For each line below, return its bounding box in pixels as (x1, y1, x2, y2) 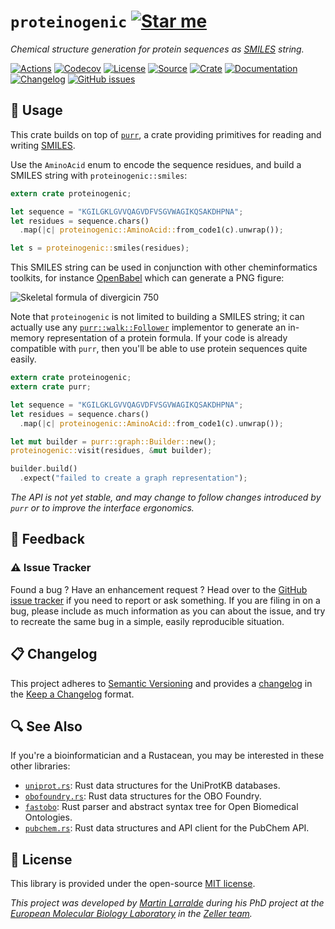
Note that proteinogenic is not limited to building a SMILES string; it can (10, 311, 305, 323)
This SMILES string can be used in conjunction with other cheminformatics (10, 261, 318, 274)
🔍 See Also (10, 718, 83, 735)
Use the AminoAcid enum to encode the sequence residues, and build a (10, 158, 302, 170)
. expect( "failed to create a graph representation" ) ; (19, 473, 248, 484)
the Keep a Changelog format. (10, 688, 135, 700)
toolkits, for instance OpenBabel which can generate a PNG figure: (10, 272, 285, 284)
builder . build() (10, 464, 78, 474)
